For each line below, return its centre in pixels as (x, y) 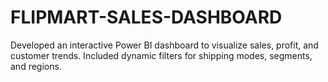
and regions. (36, 66)
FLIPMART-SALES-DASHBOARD (146, 17)
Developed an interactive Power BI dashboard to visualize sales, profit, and (164, 45)
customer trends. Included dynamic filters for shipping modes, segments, (161, 55)
